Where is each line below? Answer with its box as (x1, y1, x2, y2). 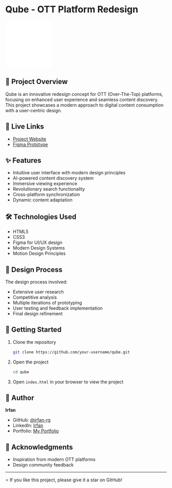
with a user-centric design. (5, 107, 62, 113)
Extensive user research (12, 289, 64, 295)
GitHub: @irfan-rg (12, 417, 51, 423)
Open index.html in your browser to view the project (12, 378, 124, 385)
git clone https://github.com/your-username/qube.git (12, 350, 130, 355)
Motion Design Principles (12, 250, 66, 257)
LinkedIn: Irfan (12, 422, 44, 429)
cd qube (12, 369, 29, 375)
